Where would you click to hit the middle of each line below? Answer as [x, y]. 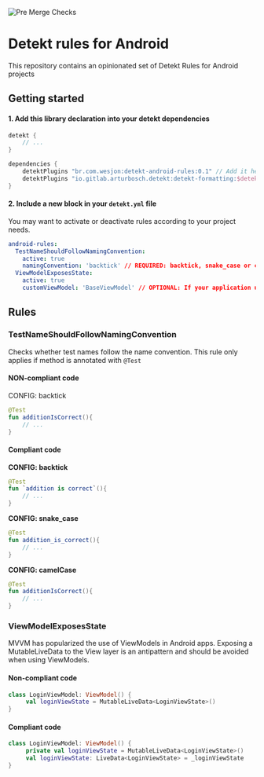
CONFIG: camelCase [42, 570]
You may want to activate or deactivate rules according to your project [122, 221]
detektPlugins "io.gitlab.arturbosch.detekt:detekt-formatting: [130, 178]
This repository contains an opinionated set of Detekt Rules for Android [123, 65]
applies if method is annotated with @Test [75, 360]
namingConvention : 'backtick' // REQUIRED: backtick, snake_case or [137, 266]
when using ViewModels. [49, 660]
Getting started [46, 99]
